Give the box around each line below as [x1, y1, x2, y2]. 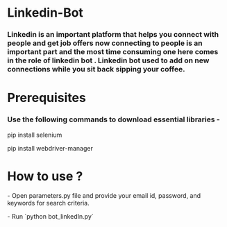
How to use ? [7, 168, 83, 184]
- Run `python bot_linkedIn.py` [7, 212, 94, 220]
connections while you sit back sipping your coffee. [7, 65, 185, 74]
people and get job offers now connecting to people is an [7, 38, 203, 48]
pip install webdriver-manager [7, 144, 94, 152]
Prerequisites [7, 90, 87, 106]
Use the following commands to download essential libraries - [7, 115, 220, 124]
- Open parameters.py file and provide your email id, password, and [7, 191, 201, 199]
